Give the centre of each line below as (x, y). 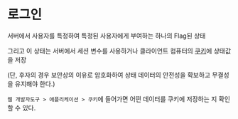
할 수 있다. (22, 108)
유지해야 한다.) (35, 83)
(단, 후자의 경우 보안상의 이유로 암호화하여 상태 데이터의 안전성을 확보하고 (109, 75)
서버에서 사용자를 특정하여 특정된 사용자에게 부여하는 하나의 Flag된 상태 (107, 36)
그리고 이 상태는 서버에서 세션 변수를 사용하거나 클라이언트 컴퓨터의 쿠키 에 (110, 51)
